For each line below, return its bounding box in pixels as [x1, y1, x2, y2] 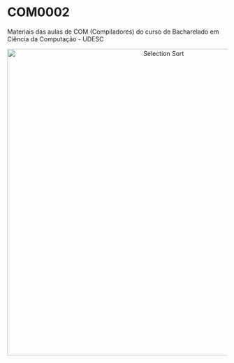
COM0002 [7, 4, 70, 20]
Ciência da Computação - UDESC [7, 34, 104, 43]
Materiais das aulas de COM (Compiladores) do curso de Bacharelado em [7, 27, 219, 36]
